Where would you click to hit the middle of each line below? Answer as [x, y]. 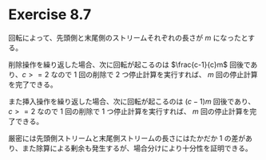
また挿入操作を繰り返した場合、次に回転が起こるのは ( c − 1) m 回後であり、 [132, 101]
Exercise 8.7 [50, 15]
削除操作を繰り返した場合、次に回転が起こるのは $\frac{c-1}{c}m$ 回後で [129, 64]
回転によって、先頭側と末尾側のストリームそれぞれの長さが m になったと [128, 37]
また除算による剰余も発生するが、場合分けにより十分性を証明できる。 [137, 148]
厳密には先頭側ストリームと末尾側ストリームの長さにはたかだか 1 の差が [127, 138]
